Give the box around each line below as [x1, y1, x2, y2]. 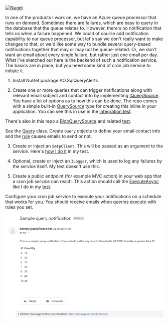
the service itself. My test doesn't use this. [12, 164, 100, 169]
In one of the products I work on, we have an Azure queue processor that [5, 15, 156, 20]
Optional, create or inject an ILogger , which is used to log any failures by [12, 158, 162, 164]
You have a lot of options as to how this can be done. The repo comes [12, 98, 157, 104]
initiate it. [5, 68, 24, 74]
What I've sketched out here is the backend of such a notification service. [5, 57, 158, 63]
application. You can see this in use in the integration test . [12, 108, 132, 114]
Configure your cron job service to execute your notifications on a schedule [5, 194, 161, 199]
